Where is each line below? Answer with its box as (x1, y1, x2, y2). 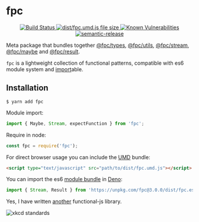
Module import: (6, 109, 44, 116)
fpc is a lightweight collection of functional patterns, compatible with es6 (6, 59, 184, 66)
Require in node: (6, 131, 46, 138)
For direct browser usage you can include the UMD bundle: (6, 153, 150, 161)
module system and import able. (6, 65, 84, 72)
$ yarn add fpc (6, 99, 44, 104)
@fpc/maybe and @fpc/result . (6, 47, 80, 55)
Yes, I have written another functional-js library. (6, 198, 122, 205)
